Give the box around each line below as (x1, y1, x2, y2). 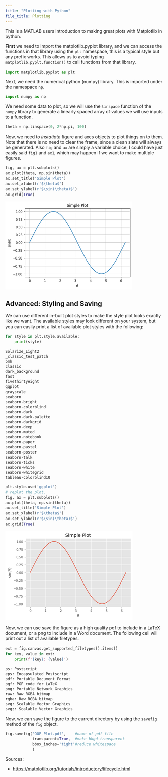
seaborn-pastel (5, 444, 37, 449)
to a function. (5, 114, 33, 120)
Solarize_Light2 (5, 349, 39, 354)
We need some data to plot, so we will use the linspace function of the (5, 103, 152, 109)
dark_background (5, 369, 39, 374)
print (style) (14, 339, 42, 345)
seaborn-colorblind (5, 404, 46, 409)
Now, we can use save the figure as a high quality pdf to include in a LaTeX (5, 625, 160, 631)
